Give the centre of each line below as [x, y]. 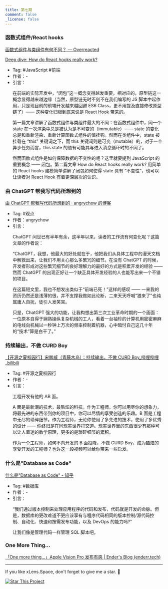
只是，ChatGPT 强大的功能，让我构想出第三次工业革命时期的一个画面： [86, 312]
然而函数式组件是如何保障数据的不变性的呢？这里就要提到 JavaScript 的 [86, 158]
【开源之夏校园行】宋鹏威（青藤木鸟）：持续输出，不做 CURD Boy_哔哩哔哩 [82, 357]
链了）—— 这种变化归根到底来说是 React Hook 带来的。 [70, 112]
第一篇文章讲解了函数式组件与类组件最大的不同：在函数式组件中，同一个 [87, 122]
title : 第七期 [19, 10]
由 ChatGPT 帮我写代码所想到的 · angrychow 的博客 [58, 203]
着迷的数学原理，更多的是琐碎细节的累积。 [69, 432]
